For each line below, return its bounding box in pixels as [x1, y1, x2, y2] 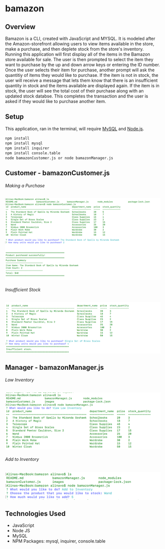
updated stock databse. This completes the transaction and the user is [5, 93, 149, 99]
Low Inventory [5, 377, 34, 383]
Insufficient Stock [5, 287, 41, 292]
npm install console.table [5, 151, 61, 156]
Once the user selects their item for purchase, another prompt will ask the [5, 67, 155, 73]
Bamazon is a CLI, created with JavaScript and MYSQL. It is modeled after [5, 35, 156, 41]
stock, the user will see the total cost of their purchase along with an [5, 88, 144, 94]
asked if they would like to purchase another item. [5, 98, 106, 104]
